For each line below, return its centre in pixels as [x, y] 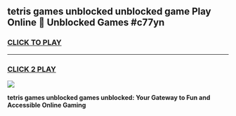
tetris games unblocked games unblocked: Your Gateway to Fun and [109, 97]
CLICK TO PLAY [34, 43]
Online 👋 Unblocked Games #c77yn [86, 23]
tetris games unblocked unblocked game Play [109, 12]
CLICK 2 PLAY [32, 69]
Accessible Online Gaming [47, 105]
